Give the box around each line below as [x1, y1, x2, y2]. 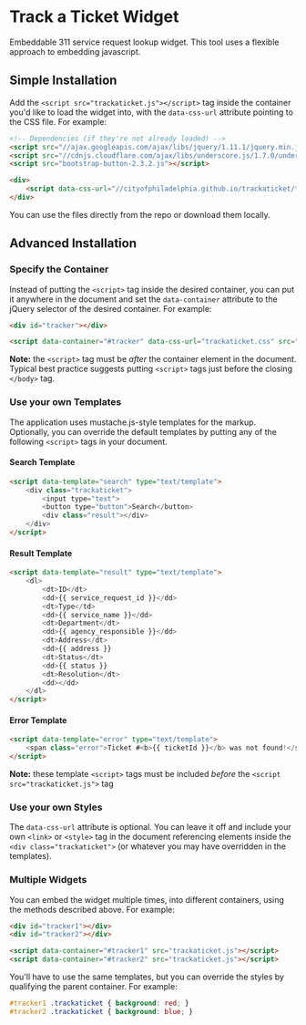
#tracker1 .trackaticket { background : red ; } [9, 999, 189, 1009]
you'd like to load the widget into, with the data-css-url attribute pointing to [9, 107, 294, 118]
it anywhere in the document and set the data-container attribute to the [9, 294, 278, 305]
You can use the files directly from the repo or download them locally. [9, 209, 270, 220]
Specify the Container [9, 263, 109, 275]
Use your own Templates [9, 396, 122, 409]
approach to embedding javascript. [9, 46, 141, 57]
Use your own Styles [9, 801, 103, 813]
